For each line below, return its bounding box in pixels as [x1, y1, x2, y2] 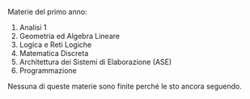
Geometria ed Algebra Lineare [19, 32, 121, 41]
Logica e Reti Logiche [19, 40, 92, 49]
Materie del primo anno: [7, 7, 87, 16]
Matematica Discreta [19, 49, 89, 58]
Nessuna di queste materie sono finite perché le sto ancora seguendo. [7, 81, 242, 91]
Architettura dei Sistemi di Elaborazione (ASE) [19, 57, 172, 67]
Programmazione [19, 66, 78, 75]
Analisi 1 [19, 23, 47, 32]
